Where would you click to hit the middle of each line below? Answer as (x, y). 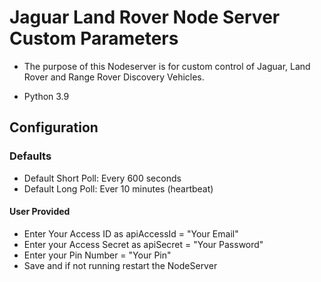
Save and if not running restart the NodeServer (120, 265)
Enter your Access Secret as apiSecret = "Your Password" (143, 244)
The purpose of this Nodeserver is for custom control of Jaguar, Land (167, 66)
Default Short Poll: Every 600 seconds (102, 178)
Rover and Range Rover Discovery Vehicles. (114, 77)
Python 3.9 (46, 96)
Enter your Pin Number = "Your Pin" (97, 255)
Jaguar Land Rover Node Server (145, 17)
